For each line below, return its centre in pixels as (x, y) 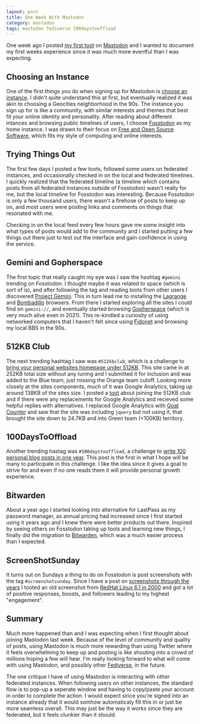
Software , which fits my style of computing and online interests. (84, 136)
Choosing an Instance (48, 77)
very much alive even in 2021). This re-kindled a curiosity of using (87, 315)
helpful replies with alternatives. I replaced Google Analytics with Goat (93, 405)
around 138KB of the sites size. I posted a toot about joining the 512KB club (99, 392)
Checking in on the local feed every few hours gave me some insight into (96, 225)
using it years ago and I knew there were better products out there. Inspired (99, 523)
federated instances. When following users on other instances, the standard (99, 683)
